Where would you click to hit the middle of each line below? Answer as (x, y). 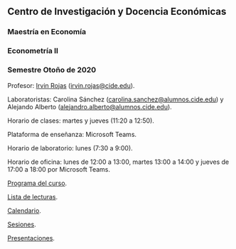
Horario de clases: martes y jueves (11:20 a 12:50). (81, 121)
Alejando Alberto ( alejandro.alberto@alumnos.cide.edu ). (90, 106)
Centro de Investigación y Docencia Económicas (117, 12)
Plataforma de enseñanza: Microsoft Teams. (72, 134)
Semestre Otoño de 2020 (52, 70)
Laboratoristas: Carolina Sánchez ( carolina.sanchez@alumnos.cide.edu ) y (116, 99)
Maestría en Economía (47, 32)
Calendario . (24, 210)
